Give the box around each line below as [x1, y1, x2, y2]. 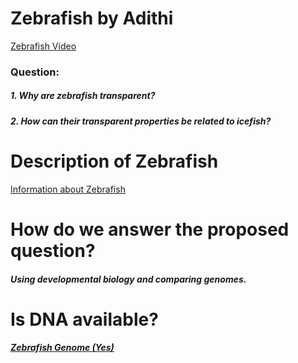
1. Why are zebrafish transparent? [10, 90, 156, 102]
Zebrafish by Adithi [10, 7, 174, 30]
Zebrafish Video [10, 40, 77, 52]
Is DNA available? [10, 308, 159, 331]
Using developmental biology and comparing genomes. [10, 273, 247, 285]
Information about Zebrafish [10, 183, 126, 195]
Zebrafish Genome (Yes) [10, 342, 115, 354]
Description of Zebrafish [10, 150, 219, 173]
